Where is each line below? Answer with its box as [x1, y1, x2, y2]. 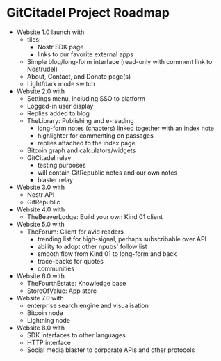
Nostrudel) [26, 65, 58, 73]
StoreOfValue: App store [26, 287, 97, 295]
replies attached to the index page [37, 138, 136, 147]
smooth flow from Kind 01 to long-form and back [37, 249, 177, 258]
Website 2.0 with [16, 87, 65, 95]
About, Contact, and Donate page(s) [26, 72, 131, 81]
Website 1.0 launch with [16, 28, 85, 36]
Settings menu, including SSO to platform [26, 94, 145, 102]
